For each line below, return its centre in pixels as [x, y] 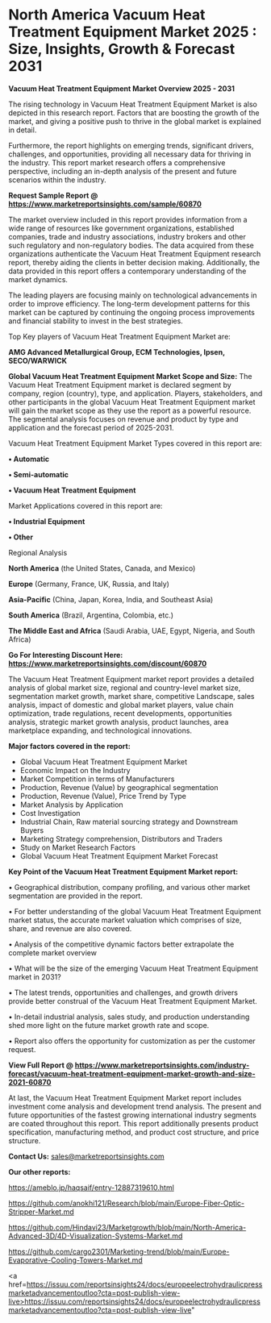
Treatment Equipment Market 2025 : [133, 32]
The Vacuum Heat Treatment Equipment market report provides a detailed [131, 679]
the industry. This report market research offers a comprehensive [117, 162]
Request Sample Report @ [53, 195]
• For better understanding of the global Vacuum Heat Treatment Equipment [135, 911]
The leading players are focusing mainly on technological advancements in [133, 295]
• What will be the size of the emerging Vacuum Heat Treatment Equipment [133, 968]
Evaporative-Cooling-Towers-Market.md [75, 1260]
